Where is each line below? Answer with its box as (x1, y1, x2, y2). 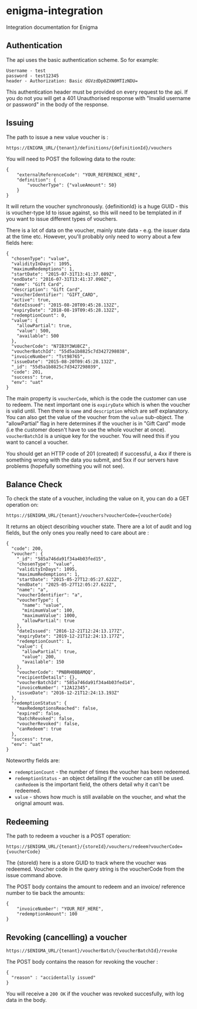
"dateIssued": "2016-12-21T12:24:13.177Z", (16, 628, 125, 634)
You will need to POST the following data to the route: (6, 155, 136, 162)
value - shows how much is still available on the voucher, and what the (14, 794, 186, 801)
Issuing (6, 118, 34, 128)
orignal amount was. (14, 799, 65, 807)
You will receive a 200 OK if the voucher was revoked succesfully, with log (6, 990, 184, 997)
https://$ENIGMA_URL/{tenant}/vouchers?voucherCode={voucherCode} (6, 513, 172, 519)
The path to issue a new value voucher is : (6, 134, 109, 141)
